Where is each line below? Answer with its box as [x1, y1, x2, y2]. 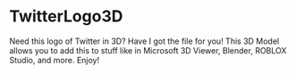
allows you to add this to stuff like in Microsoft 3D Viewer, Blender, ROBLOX [9, 45, 287, 55]
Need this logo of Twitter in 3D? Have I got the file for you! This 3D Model [9, 36, 280, 46]
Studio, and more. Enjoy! [9, 54, 100, 65]
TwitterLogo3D [9, 6, 123, 27]
